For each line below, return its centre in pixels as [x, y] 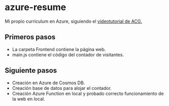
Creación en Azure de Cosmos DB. [48, 83]
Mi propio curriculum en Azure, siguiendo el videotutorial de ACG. [74, 21]
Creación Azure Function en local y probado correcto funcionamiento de [88, 93]
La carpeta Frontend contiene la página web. [59, 49]
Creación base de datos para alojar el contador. [62, 88]
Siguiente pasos [31, 70]
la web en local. [28, 99]
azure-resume [36, 7]
